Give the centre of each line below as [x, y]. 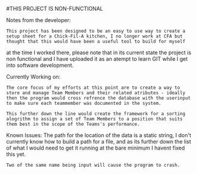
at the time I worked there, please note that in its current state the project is [99, 52]
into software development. [40, 65]
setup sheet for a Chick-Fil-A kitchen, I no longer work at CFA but [95, 36]
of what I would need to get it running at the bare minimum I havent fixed [96, 148]
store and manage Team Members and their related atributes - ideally [96, 93]
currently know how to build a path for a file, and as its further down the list [98, 142]
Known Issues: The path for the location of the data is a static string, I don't [99, 135]
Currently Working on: [33, 77]
